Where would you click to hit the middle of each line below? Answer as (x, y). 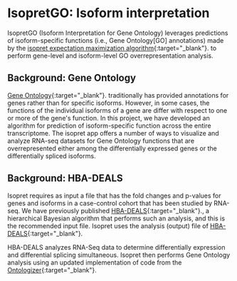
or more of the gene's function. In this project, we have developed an (109, 118)
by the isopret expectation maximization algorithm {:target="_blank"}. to (112, 48)
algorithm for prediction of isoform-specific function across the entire (109, 126)
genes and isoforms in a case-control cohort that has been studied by (110, 203)
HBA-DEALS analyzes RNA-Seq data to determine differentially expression (116, 247)
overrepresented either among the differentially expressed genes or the (112, 148)
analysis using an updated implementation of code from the (95, 262)
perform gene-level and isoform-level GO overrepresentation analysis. (110, 56)
